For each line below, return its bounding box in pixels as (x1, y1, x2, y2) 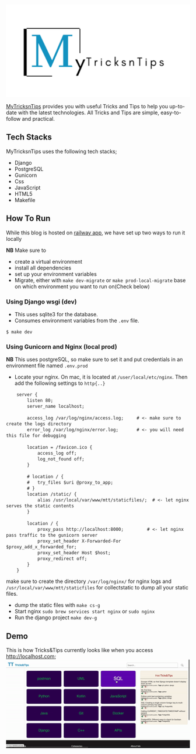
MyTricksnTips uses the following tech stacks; (6, 148, 117, 155)
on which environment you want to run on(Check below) (14, 283, 150, 290)
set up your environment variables (14, 270, 97, 277)
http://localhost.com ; (6, 653, 57, 660)
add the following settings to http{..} (14, 380, 106, 387)
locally (6, 235, 22, 242)
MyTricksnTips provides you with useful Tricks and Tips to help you (6, 103, 168, 110)
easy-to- (160, 109, 182, 116)
